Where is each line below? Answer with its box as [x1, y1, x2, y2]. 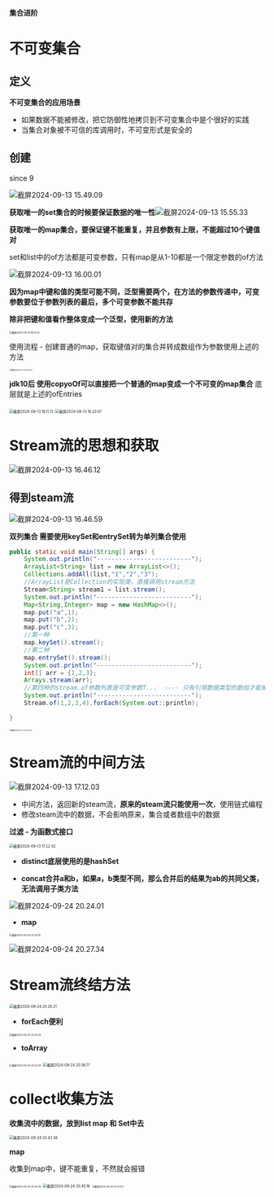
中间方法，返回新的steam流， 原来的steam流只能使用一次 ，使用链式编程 [20, 799, 263, 809]
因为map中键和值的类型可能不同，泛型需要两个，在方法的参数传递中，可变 [9, 287, 259, 296]
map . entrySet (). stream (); [24, 653, 112, 662]
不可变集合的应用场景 [9, 98, 80, 107]
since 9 [9, 173, 34, 182]
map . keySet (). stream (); [24, 638, 105, 647]
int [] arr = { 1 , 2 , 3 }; [24, 669, 97, 677]
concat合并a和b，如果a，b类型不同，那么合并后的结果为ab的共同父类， [20, 873, 263, 883]
